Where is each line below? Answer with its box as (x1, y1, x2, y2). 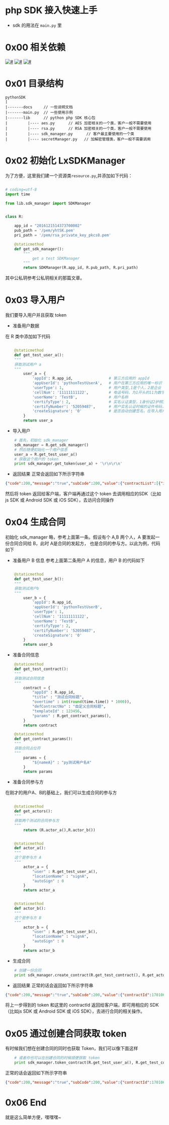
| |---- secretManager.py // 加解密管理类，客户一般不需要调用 (5, 136, 151, 141)
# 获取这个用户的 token (14, 457, 59, 462)
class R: (5, 214, 24, 219)
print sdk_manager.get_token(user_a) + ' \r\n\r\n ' (14, 461, 123, 466)
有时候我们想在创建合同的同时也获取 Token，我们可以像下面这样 (5, 1045, 138, 1052)
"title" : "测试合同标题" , (32, 695, 84, 700)
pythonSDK (5, 95, 26, 100)
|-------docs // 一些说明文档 (5, 104, 73, 110)
